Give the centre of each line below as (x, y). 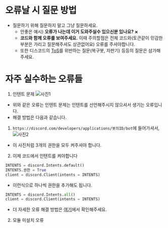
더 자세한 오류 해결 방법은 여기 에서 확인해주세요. (60, 209)
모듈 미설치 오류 (28, 220)
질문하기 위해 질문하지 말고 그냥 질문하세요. (55, 25)
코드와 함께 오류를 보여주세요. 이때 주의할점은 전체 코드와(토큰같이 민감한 (91, 38)
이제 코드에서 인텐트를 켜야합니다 (45, 156)
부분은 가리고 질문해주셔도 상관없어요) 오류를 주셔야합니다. (77, 44)
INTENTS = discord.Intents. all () (40, 195)
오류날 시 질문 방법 (41, 10)
